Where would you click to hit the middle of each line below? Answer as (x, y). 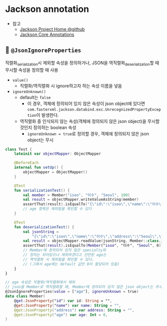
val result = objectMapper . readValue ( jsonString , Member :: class (91, 241)
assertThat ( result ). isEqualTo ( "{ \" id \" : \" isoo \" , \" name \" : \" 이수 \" (93, 204)
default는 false (35, 97)
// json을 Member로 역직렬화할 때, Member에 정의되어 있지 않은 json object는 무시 (84, 287)
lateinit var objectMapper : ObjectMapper (57, 154)
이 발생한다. (48, 115)
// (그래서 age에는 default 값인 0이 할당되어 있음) (71, 264)
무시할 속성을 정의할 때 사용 (32, 70)
